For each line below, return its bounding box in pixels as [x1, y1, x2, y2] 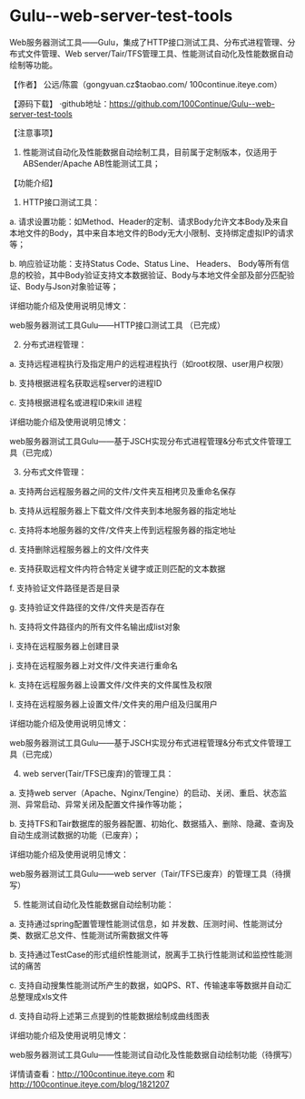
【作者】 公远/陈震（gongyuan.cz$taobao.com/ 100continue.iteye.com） [9, 78, 283, 89]
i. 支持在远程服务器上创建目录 [9, 640, 120, 651]
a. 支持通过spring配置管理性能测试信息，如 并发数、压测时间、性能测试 [9, 918, 275, 929]
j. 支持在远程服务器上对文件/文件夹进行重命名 [9, 659, 179, 670]
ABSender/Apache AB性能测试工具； [22, 158, 161, 168]
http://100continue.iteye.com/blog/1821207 [9, 1078, 170, 1089]
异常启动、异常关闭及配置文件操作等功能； [25, 799, 184, 809]
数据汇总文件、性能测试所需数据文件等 [25, 930, 169, 941]
